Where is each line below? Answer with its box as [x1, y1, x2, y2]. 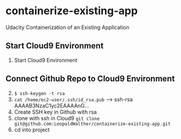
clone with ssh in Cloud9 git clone [14, 114, 100, 122]
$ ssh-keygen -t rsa [14, 90, 65, 96]
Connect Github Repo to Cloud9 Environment [5, 74, 175, 84]
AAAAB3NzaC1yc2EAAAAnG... [14, 102, 89, 109]
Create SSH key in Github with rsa [14, 108, 97, 115]
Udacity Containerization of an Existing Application [5, 24, 130, 31]
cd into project [14, 126, 50, 133]
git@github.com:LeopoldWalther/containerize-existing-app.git [14, 121, 171, 127]
